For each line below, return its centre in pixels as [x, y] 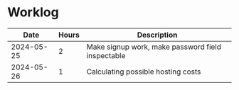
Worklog [33, 12]
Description [157, 35]
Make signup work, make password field [154, 47]
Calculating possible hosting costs [144, 72]
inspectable [106, 55]
